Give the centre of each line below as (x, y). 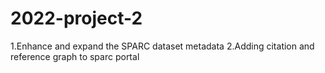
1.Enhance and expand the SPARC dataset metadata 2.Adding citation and (162, 46)
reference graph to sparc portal (75, 56)
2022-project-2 (76, 18)
